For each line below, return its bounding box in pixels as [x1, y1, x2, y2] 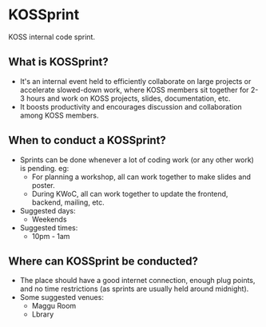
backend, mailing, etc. [31, 197, 105, 207]
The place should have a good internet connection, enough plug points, [19, 276, 256, 285]
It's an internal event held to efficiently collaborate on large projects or [19, 76, 252, 86]
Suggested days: [19, 205, 76, 215]
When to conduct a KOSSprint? [8, 134, 166, 147]
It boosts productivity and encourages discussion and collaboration [19, 102, 242, 111]
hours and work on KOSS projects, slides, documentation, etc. [26, 94, 231, 103]
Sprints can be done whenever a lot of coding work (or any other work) [19, 154, 254, 165]
